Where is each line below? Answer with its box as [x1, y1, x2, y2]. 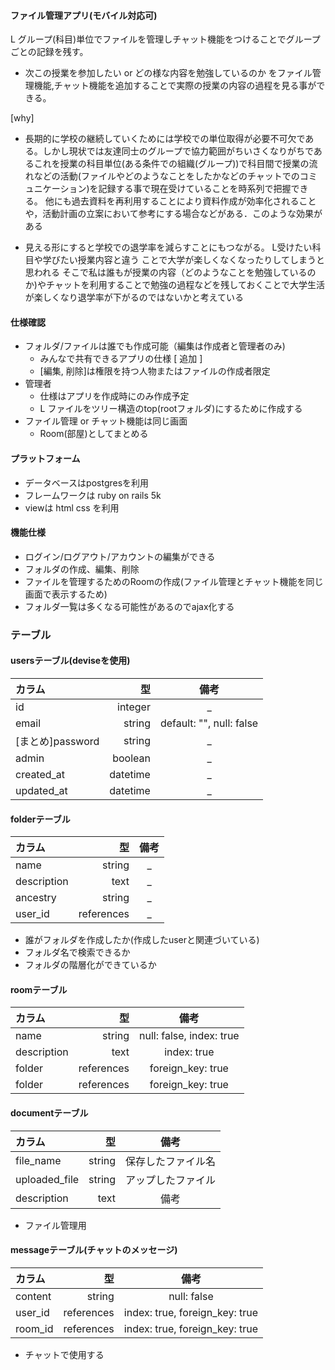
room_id [15, 1321, 54, 1335]
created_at [15, 767, 66, 781]
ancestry [15, 891, 57, 905]
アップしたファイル [125, 1173, 217, 1187]
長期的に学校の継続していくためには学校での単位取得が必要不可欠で [24, 133, 306, 145]
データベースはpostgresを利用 [24, 476, 150, 489]
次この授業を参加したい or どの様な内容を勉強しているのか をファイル [24, 67, 313, 79]
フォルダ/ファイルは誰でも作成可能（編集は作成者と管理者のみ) [24, 340, 286, 352]
